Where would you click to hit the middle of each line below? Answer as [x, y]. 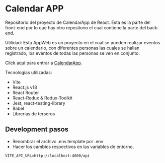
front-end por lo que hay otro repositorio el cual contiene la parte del [76, 27]
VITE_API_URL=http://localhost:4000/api [48, 156]
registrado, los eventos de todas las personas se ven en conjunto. [73, 53]
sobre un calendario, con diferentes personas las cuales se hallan [72, 48]
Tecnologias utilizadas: [29, 72]
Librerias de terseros [34, 114]
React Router [26, 92]
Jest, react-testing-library [39, 103]
